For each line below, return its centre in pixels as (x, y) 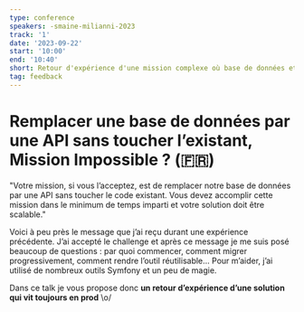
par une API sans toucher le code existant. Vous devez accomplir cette (141, 194)
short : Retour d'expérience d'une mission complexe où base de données (147, 69)
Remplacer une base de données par (150, 121)
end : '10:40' (34, 60)
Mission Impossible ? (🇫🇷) (112, 160)
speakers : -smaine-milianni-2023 (72, 26)
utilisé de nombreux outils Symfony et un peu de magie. (113, 270)
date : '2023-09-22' (46, 43)
